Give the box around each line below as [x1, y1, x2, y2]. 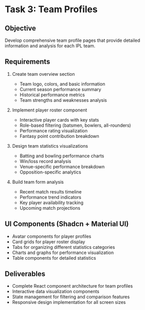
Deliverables [5, 270, 46, 278]
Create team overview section [12, 71, 75, 77]
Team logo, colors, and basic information [19, 80, 105, 87]
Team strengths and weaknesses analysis [19, 97, 107, 103]
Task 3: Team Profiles [5, 4, 98, 15]
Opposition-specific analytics [19, 169, 82, 175]
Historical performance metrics [19, 92, 85, 98]
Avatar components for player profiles [12, 233, 92, 239]
